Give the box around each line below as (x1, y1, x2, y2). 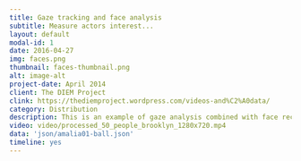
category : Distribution (9, 105, 99, 114)
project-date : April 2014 (9, 80, 106, 89)
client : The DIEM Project (9, 88, 106, 97)
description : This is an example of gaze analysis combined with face (9, 113, 279, 122)
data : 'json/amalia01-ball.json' (9, 130, 134, 139)
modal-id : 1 (9, 38, 54, 47)
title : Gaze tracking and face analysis (9, 13, 163, 22)
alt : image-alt (9, 72, 66, 80)
